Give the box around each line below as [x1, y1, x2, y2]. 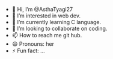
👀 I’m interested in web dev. [11, 12, 81, 19]
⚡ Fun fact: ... [11, 47, 45, 54]
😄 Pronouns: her [11, 40, 54, 48]
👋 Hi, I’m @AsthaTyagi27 [11, 6, 73, 13]
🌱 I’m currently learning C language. [11, 19, 102, 25]
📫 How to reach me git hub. [11, 32, 82, 39]
